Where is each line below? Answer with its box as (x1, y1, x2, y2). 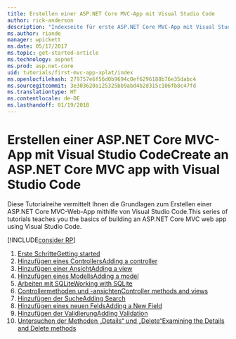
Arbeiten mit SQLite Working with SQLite (17, 279, 133, 288)
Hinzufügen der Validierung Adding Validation (17, 309, 149, 317)
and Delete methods (17, 324, 77, 332)
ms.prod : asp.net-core (7, 62, 74, 69)
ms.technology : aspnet (7, 56, 74, 63)
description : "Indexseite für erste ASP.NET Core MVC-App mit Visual (7, 23, 216, 30)
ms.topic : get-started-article (7, 50, 99, 57)
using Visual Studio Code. (7, 222, 82, 230)
